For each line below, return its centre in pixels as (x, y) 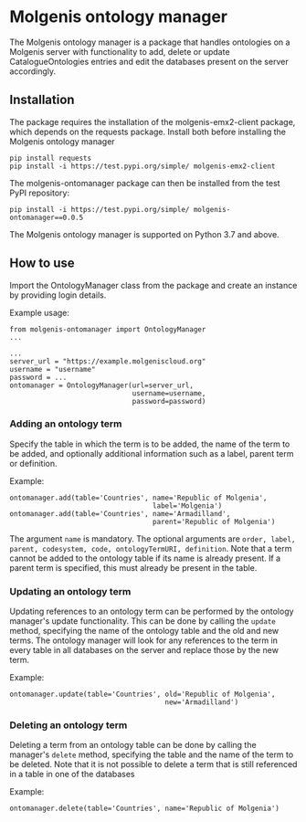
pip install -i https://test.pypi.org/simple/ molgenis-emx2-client (142, 166)
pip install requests (51, 158)
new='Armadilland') (202, 702)
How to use (42, 263)
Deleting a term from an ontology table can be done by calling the (133, 745)
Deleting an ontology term (69, 725)
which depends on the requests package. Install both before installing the (148, 132)
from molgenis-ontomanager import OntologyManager (108, 329)
